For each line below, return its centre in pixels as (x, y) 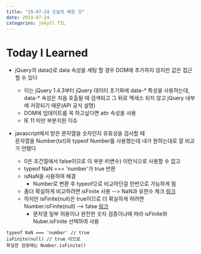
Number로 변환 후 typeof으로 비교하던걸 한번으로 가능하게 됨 (104, 184)
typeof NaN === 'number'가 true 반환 (70, 169)
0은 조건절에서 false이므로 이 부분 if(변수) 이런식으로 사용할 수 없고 (102, 161)
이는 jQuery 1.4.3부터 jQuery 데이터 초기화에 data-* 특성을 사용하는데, (107, 90)
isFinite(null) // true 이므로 (43, 239)
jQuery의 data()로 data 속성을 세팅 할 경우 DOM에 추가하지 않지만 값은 (98, 70)
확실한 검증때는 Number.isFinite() (46, 246)
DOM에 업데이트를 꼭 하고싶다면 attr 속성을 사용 (80, 113)
